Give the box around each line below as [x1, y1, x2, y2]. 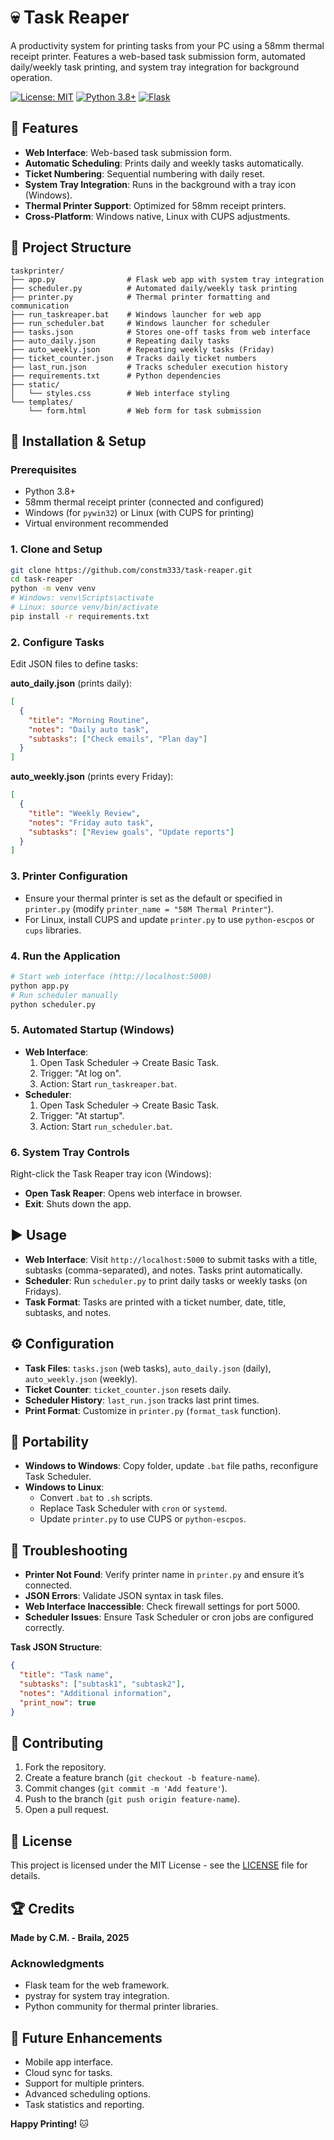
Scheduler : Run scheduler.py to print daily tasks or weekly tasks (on [24, 1274, 308, 1286]
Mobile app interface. [24, 2056, 114, 2068]
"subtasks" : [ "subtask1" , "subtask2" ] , [19, 1679, 186, 1690]
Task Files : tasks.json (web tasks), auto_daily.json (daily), [24, 1362, 272, 1374]
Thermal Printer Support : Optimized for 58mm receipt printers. [24, 199, 287, 211]
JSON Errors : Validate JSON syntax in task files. [24, 1590, 224, 1602]
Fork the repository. [24, 1761, 107, 1773]
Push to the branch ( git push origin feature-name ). [24, 1793, 241, 1805]
